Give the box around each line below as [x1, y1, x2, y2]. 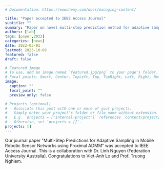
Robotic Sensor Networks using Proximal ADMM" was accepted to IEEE [5, 142, 149, 149]
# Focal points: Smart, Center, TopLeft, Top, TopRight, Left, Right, [5, 75, 152, 79]
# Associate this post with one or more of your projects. [5, 106, 132, 111]
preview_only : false [9, 93, 51, 97]
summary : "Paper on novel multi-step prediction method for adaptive [5, 25, 150, 30]
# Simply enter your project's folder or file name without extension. [5, 111, 159, 115]
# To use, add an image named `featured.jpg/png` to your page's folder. [5, 70, 159, 75]
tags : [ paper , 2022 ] [5, 34, 45, 39]
